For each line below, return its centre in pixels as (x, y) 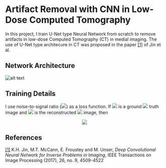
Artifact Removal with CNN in (67, 9)
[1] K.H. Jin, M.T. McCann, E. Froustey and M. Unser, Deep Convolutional (80, 150)
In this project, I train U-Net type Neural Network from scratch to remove (80, 34)
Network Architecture (40, 66)
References (24, 138)
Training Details (30, 94)
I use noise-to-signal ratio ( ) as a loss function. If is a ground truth (82, 106)
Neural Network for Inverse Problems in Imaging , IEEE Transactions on (78, 155)
